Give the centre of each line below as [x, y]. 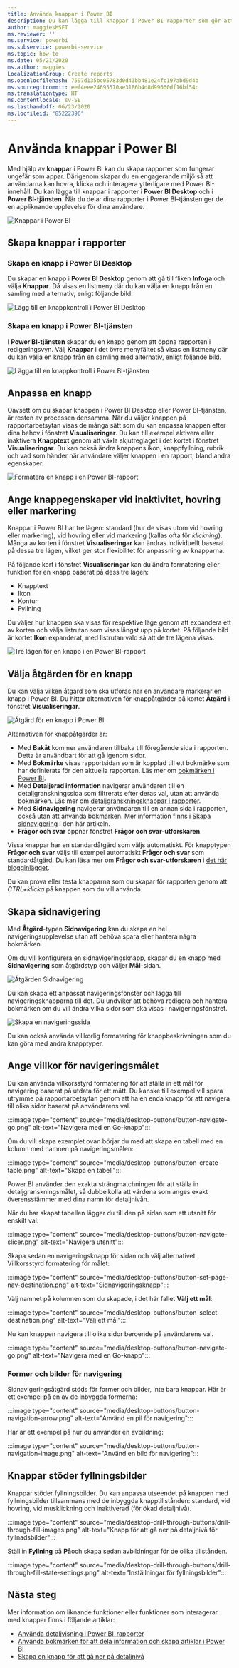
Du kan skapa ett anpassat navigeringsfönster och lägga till [94, 993]
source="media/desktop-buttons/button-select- [150, 1312]
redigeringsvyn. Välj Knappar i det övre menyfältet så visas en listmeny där [118, 349]
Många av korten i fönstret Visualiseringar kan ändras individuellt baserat [116, 543]
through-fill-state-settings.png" [53, 1572]
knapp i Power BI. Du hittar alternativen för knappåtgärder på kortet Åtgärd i [119, 699]
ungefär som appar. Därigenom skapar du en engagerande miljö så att [110, 176]
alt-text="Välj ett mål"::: [92, 1320]
